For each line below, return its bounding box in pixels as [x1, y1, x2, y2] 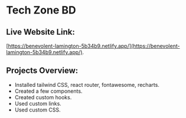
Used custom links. [14, 100, 62, 107]
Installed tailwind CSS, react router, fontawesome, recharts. [14, 81, 159, 88]
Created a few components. [14, 87, 83, 95]
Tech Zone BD [6, 4, 76, 17]
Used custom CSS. [14, 106, 61, 113]
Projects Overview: [6, 66, 79, 76]
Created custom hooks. [14, 93, 72, 100]
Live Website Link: [6, 27, 76, 37]
